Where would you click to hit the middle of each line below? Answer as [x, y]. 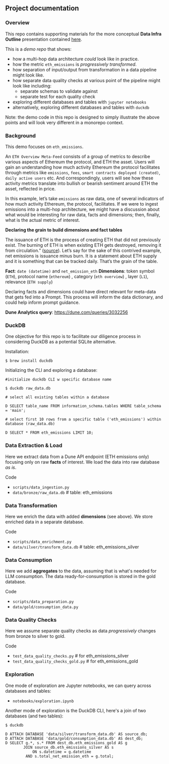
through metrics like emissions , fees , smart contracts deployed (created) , [83, 172]
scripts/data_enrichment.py [42, 542]
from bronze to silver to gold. [35, 636]
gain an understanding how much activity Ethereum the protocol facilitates [83, 167]
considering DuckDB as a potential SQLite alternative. [61, 342]
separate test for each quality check [58, 96]
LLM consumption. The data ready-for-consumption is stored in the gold [80, 577]
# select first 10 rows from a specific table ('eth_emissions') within [83, 419]
